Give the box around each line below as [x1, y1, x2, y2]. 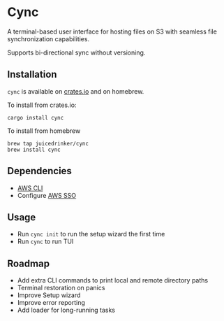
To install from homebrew [7, 127, 81, 135]
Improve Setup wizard [17, 291, 81, 299]
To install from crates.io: [7, 101, 77, 109]
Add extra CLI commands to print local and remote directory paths [17, 276, 208, 285]
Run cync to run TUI [17, 237, 74, 245]
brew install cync [7, 146, 61, 153]
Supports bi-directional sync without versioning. [7, 48, 146, 57]
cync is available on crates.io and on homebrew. [7, 87, 144, 95]
